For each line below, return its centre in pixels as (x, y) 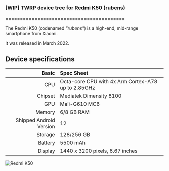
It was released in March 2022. (37, 43)
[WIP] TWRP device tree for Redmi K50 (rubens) (65, 8)
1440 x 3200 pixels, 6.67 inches (99, 151)
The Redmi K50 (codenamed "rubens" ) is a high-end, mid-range (72, 28)
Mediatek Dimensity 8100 (91, 96)
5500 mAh (73, 143)
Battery (47, 143)
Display (46, 151)
